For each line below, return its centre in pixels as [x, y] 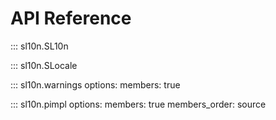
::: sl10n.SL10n [39, 46]
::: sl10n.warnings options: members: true [95, 84]
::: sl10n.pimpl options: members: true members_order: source [138, 104]
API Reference [71, 18]
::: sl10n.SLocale [44, 65]
